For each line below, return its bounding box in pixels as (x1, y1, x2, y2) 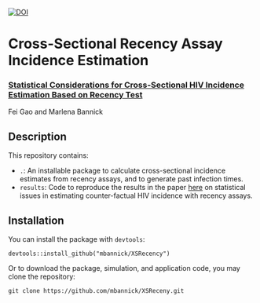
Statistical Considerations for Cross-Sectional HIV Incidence (8, 79, 245, 90)
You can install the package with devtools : (8, 235, 145, 244)
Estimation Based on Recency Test (8, 89, 143, 100)
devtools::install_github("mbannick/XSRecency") (8, 250, 170, 258)
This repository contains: (8, 151, 89, 160)
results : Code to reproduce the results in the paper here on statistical (19, 183, 246, 192)
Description (8, 130, 67, 143)
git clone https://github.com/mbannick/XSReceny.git (8, 287, 185, 295)
